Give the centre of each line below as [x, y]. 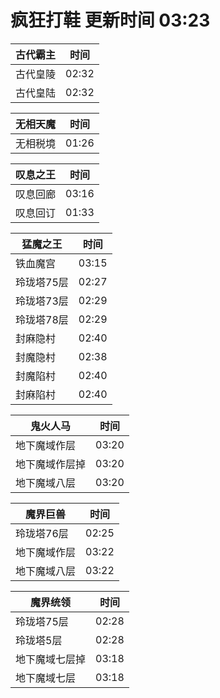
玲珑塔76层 [42, 533]
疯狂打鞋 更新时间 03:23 [110, 20]
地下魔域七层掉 [51, 659]
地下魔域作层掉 [51, 464]
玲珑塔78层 [42, 319]
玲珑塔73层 [42, 301]
